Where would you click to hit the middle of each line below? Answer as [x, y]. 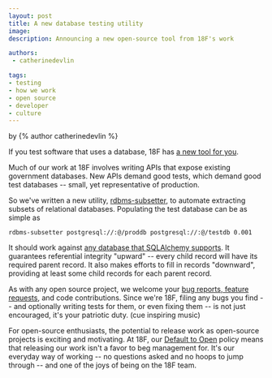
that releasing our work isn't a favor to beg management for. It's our [122, 348]
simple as [24, 218]
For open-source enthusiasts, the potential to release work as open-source [134, 331]
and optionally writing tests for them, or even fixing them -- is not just [130, 307]
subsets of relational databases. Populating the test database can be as [128, 209]
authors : [23, 54]
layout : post [30, 16]
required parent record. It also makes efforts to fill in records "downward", [132, 265]
